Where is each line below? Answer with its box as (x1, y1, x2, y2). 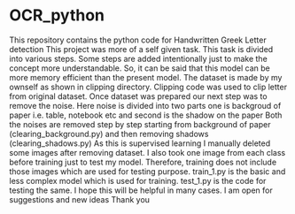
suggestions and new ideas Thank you (9, 194, 151, 204)
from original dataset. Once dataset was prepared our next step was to (9, 90, 268, 102)
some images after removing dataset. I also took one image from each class (9, 147, 286, 157)
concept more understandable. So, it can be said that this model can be (9, 63, 270, 73)
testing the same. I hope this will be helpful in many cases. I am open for (9, 185, 273, 195)
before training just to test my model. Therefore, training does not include (9, 157, 277, 167)
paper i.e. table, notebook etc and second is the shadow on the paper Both (9, 110, 283, 120)
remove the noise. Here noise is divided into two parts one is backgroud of (9, 100, 282, 111)
